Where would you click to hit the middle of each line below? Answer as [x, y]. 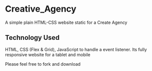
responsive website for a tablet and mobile [48, 54]
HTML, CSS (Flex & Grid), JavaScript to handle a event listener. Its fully [76, 49]
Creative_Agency [41, 9]
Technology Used [32, 38]
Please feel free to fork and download [43, 64]
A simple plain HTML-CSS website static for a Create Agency [66, 22]
